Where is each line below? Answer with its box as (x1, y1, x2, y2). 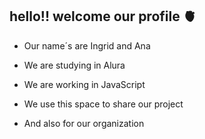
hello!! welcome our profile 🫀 (9, 8, 197, 25)
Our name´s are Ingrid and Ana (23, 39, 151, 52)
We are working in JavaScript (23, 78, 146, 90)
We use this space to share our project (23, 98, 184, 110)
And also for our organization (23, 117, 145, 129)
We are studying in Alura (23, 59, 126, 71)
